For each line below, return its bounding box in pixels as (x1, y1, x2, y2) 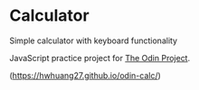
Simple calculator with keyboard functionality (9, 35, 178, 46)
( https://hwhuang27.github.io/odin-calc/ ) (9, 69, 161, 81)
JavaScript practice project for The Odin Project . (9, 52, 191, 63)
